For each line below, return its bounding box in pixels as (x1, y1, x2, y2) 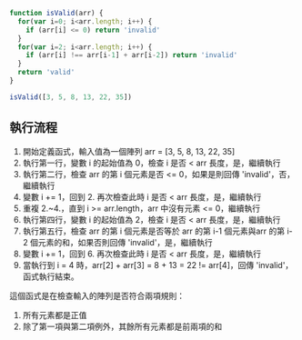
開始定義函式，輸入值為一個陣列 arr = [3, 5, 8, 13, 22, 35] (22, 145, 236, 156)
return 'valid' (17, 68, 75, 77)
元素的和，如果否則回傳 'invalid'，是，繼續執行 (37, 236, 214, 247)
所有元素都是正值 (22, 309, 87, 320)
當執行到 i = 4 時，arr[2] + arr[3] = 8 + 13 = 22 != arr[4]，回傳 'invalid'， (22, 259, 294, 270)
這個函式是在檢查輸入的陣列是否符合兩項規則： (9, 290, 185, 301)
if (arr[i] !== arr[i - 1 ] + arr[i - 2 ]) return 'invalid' (25, 51, 238, 60)
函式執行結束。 (22, 271, 79, 282)
